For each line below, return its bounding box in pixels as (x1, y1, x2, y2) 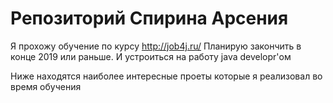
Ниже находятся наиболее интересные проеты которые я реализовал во (10, 70, 323, 82)
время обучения (10, 80, 82, 92)
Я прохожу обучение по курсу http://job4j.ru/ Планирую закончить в (10, 40, 302, 52)
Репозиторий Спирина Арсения (10, 7, 289, 30)
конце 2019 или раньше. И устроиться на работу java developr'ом (10, 50, 292, 62)
